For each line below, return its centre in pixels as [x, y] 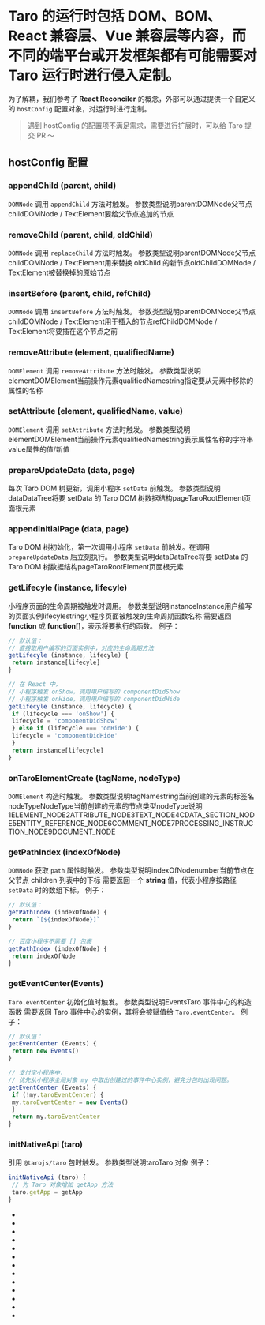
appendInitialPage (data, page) [69, 529]
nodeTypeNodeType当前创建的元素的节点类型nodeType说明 [105, 806]
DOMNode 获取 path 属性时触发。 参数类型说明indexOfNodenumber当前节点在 [131, 870]
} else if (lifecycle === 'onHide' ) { [75, 728]
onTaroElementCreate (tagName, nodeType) [95, 778]
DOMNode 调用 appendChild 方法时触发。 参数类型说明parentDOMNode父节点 [130, 204]
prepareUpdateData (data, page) [72, 470]
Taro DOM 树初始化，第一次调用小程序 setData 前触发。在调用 [109, 547]
